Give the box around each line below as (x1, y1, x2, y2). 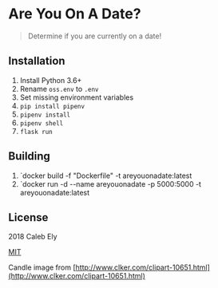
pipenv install (19, 111, 71, 119)
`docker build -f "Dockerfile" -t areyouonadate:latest (19, 171, 192, 180)
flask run (19, 128, 54, 136)
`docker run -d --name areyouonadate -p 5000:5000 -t (19, 179, 202, 188)
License (8, 211, 49, 224)
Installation (8, 54, 65, 68)
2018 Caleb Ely (8, 232, 57, 242)
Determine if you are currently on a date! (27, 31, 162, 41)
